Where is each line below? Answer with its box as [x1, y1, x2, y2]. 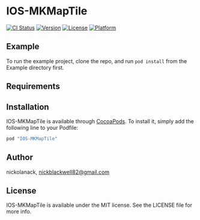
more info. [6, 208, 32, 215]
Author [6, 152, 33, 163]
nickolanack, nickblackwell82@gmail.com [6, 168, 110, 176]
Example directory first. [6, 64, 64, 71]
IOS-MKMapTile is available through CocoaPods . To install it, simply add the [6, 117, 194, 124]
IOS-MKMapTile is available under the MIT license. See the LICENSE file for [6, 201, 193, 209]
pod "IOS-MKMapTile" [6, 135, 58, 142]
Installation [6, 102, 49, 112]
